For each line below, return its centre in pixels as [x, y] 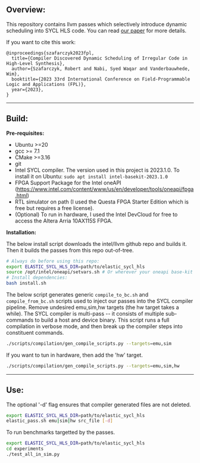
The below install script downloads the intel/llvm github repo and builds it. [97, 243]
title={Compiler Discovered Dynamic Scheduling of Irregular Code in [99, 58]
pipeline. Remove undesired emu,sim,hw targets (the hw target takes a [93, 307]
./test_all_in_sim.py [33, 455]
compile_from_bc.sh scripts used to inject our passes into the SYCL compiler [100, 301]
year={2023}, [28, 89]
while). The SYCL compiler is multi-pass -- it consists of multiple [85, 314]
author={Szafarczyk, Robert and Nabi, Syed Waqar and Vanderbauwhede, [101, 69]
